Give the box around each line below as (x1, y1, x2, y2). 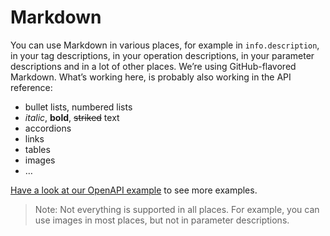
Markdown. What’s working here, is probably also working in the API (10, 71, 292, 83)
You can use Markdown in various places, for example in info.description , (10, 39, 320, 51)
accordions (24, 122, 72, 134)
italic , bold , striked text (24, 111, 120, 123)
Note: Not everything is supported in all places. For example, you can (34, 203, 320, 215)
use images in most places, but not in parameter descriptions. (34, 214, 290, 226)
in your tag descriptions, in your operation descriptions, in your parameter (10, 49, 315, 61)
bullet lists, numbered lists (24, 101, 133, 113)
